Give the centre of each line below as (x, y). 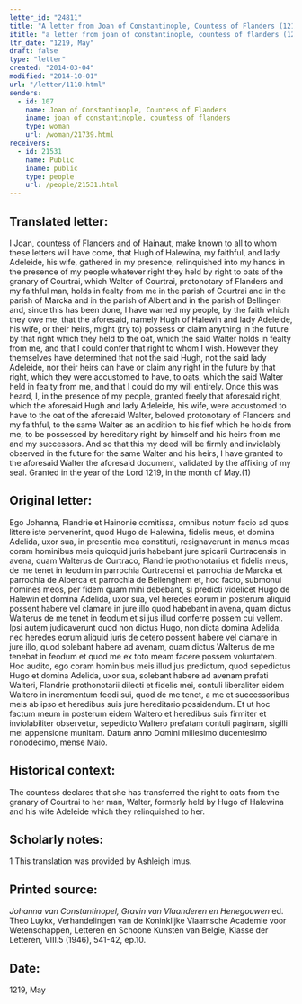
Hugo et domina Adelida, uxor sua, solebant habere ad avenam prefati (139, 675)
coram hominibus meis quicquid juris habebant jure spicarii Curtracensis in (148, 551)
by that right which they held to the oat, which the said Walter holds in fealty (151, 338)
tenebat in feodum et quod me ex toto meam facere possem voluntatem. (143, 656)
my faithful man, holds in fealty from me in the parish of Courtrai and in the (147, 291)
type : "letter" (38, 59)
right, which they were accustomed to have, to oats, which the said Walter (147, 376)
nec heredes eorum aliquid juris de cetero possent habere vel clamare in (143, 637)
